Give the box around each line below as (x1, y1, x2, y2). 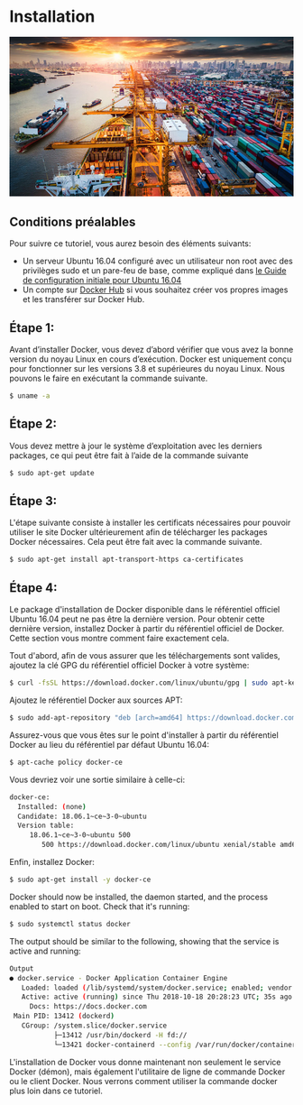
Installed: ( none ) (17, 802, 87, 811)
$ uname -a (9, 391, 50, 401)
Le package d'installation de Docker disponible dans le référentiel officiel (9, 604, 280, 615)
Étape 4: (9, 580, 58, 595)
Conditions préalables (9, 214, 136, 229)
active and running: (9, 945, 81, 956)
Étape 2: (9, 417, 57, 432)
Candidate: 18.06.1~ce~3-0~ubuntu (17, 812, 147, 821)
